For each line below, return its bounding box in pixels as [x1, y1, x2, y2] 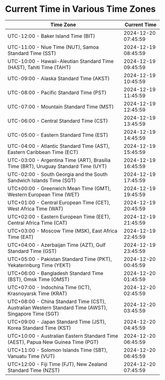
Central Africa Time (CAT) [7, 219, 68, 226]
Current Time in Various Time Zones [5, 3, 156, 15]
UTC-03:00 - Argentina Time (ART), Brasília [7, 156, 110, 163]
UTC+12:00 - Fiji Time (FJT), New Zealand [7, 360, 107, 367]
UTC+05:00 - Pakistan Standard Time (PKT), [7, 256, 112, 263]
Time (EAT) [7, 234, 33, 240]
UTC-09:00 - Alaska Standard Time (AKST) [7, 75, 110, 82]
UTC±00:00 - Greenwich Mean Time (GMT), [7, 185, 111, 192]
